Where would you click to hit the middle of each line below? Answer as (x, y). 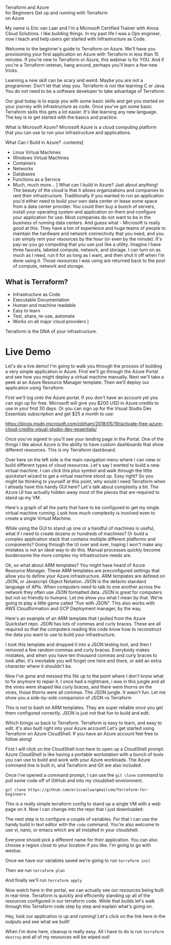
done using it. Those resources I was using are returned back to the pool (89, 260)
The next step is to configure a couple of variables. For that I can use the (81, 819)
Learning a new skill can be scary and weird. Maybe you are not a (74, 80)
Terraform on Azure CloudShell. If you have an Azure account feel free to (82, 733)
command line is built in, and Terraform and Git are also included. (74, 765)
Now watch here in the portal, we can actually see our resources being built (84, 890)
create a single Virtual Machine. (38, 518)
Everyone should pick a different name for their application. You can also (81, 839)
